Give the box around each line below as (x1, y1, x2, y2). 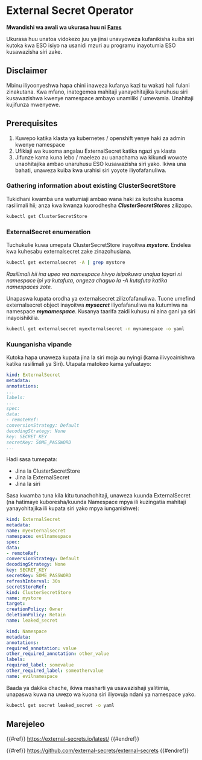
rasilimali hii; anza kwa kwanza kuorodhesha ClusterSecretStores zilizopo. (6, 202, 193, 209)
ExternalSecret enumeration (6, 228, 91, 236)
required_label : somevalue (6, 662, 74, 668)
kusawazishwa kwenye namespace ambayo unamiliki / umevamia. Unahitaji (6, 94, 194, 101)
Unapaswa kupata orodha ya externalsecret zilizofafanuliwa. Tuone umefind (6, 295, 195, 302)
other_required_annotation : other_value (6, 651, 110, 657)
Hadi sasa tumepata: (6, 456, 58, 463)
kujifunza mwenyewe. (6, 101, 60, 108)
